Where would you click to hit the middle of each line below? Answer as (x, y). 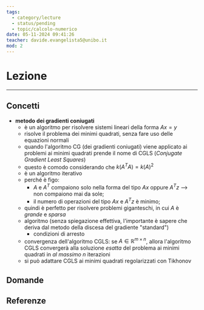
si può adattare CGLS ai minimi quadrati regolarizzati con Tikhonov (108, 261)
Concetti (23, 106)
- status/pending (34, 23)
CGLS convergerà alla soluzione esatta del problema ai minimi (102, 248)
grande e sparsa (45, 214)
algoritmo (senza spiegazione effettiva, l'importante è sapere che (106, 220)
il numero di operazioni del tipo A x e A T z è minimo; (97, 200)
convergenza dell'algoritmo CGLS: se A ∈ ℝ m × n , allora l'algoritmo (107, 241)
